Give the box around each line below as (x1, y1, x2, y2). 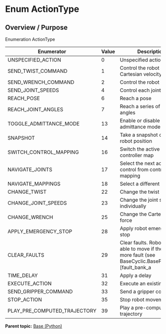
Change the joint (120, 197, 158, 203)
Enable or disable (120, 117, 160, 124)
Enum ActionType (5, 3, 80, 15)
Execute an (120, 280, 146, 287)
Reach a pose (120, 95, 152, 102)
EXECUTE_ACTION (7, 280, 52, 287)
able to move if (120, 245, 155, 252)
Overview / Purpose (5, 23, 68, 32)
